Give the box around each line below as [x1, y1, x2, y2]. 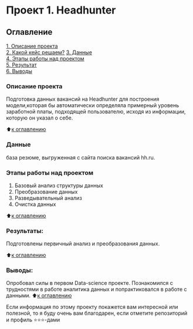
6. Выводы [6, 68, 32, 74]
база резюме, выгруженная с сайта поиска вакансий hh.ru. [6, 154, 155, 161]
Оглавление [6, 27, 53, 37]
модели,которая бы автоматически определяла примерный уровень [6, 102, 180, 109]
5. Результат [6, 61, 37, 68]
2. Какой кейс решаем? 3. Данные [6, 49, 93, 56]
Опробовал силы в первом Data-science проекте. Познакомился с [6, 280, 173, 287]
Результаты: [6, 227, 44, 235]
